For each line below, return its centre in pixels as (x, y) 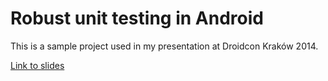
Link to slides (37, 65)
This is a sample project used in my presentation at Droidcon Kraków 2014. (164, 46)
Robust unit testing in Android (137, 18)
